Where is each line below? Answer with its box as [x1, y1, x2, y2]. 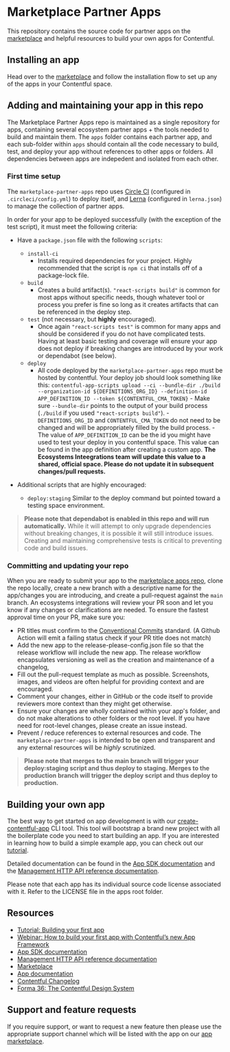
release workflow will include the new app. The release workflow [16, 648, 201, 657]
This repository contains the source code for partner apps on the [7, 27, 191, 35]
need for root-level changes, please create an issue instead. [16, 722, 187, 730]
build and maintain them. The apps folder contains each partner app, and [7, 132, 212, 141]
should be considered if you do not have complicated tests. [37, 330, 206, 338]
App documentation [16, 969, 73, 978]
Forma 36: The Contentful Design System [16, 984, 135, 992]
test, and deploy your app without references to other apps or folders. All [7, 147, 214, 155]
